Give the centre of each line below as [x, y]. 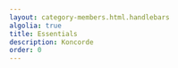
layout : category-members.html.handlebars [89, 17]
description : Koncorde [51, 42]
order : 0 [25, 50]
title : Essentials [43, 34]
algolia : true [36, 26]
